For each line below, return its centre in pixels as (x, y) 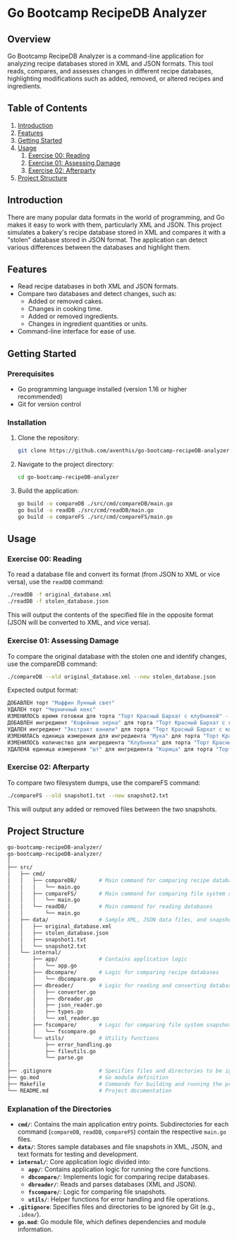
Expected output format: (43, 690)
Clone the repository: (48, 438)
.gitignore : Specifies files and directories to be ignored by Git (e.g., (116, 1206)
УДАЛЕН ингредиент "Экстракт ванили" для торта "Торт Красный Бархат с (115, 729)
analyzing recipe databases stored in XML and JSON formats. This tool (110, 64)
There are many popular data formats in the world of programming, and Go (116, 217)
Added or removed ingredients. (73, 317)
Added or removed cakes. (66, 301)
